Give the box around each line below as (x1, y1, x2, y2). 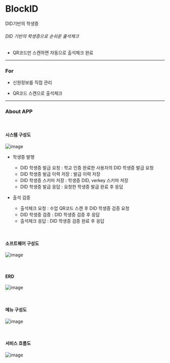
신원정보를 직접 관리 (12, 80, 52, 86)
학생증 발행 (12, 154, 35, 160)
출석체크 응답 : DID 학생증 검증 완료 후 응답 (20, 217, 105, 224)
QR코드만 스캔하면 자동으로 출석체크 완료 (12, 50, 94, 56)
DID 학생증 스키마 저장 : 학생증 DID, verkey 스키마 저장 (20, 177, 129, 183)
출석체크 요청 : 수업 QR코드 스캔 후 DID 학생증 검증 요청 (20, 205, 130, 211)
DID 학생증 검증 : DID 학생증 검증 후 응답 (20, 211, 100, 217)
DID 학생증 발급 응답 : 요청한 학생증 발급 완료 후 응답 (20, 184, 123, 190)
